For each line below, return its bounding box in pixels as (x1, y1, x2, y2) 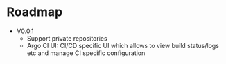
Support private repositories (26, 34, 108, 42)
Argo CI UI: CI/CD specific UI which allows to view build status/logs (26, 41, 220, 50)
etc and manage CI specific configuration (26, 49, 146, 57)
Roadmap (6, 4, 63, 20)
